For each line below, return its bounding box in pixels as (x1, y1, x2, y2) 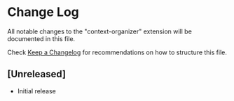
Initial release (17, 86, 56, 95)
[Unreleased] (7, 68, 67, 80)
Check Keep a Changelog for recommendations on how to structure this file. (7, 48, 228, 56)
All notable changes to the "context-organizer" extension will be (7, 27, 193, 36)
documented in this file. (7, 34, 76, 42)
